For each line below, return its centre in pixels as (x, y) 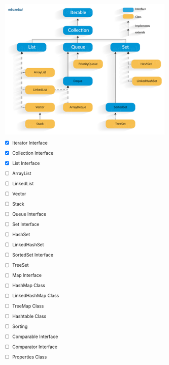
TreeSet (20, 265)
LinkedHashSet (28, 245)
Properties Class (29, 357)
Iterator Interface (30, 143)
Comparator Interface (35, 347)
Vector (19, 193)
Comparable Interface (35, 336)
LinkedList (23, 183)
